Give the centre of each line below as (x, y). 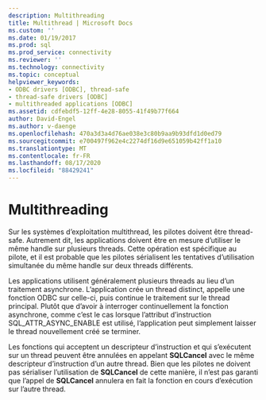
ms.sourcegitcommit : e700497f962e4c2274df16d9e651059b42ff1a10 (115, 141)
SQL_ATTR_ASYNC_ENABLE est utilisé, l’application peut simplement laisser (132, 323)
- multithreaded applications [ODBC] (71, 104)
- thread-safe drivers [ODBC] (58, 97)
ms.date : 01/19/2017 (42, 38)
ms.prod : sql (30, 45)
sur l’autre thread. (37, 389)
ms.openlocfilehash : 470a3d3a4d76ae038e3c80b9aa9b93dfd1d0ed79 (115, 133)
